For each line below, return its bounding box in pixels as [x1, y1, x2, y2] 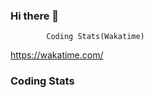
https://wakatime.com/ [10, 49, 104, 61]
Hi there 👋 [10, 9, 60, 23]
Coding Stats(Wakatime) [46, 32, 145, 42]
